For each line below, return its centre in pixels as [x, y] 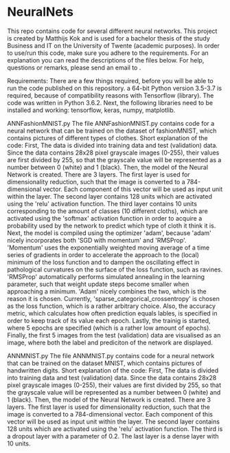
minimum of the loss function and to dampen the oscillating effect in [103, 262]
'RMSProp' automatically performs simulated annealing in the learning [106, 276]
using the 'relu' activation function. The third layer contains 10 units [102, 203]
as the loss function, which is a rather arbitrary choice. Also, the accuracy [112, 306]
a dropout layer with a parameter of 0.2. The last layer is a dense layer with [113, 436]
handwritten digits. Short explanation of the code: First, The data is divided [113, 370]
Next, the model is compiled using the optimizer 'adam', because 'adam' [109, 233]
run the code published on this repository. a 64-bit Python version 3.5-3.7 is [114, 88]
